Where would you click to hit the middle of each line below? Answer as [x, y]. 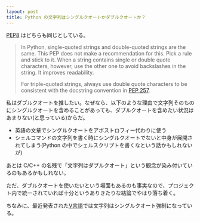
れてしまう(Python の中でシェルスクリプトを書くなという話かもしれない [104, 145]
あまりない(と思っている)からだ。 [47, 118]
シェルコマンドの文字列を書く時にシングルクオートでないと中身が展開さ [104, 137]
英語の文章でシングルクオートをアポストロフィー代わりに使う [91, 130]
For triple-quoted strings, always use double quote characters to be [104, 84]
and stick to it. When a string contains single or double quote [96, 60]
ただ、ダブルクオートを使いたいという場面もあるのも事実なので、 [87, 185]
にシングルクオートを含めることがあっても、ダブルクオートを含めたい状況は [100, 110]
